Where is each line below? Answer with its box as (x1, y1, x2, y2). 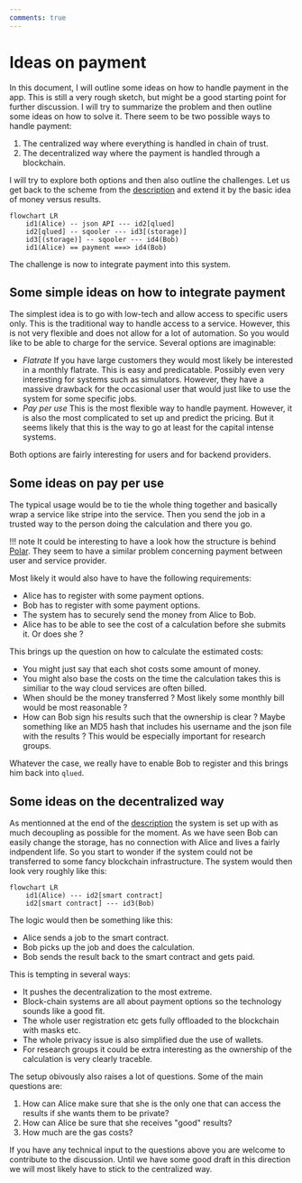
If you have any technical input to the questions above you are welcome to (9, 1144, 286, 1155)
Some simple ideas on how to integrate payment (9, 284, 286, 300)
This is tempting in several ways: (9, 969, 131, 980)
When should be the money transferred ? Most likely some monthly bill (22, 693, 285, 703)
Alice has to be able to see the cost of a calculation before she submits (22, 619, 287, 630)
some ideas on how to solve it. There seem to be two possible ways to (9, 110, 270, 122)
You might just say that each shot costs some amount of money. (22, 664, 261, 675)
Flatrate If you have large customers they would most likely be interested (22, 355, 294, 366)
